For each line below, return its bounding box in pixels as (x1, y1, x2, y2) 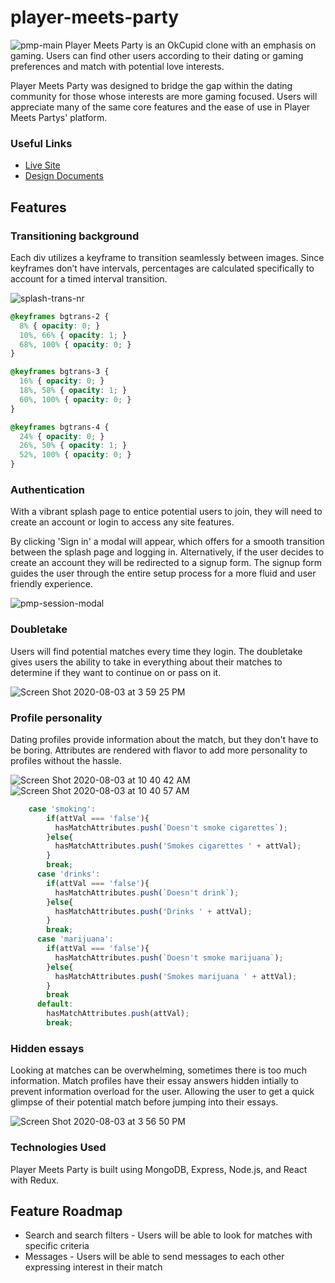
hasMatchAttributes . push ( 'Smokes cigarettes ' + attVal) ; (54, 841, 302, 851)
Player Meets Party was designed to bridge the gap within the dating (10, 79, 293, 91)
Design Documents (24, 170, 104, 182)
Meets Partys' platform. (10, 111, 108, 123)
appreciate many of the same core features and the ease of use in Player (10, 101, 311, 113)
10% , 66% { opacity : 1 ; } (19, 330, 128, 340)
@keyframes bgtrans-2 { (10, 311, 110, 321)
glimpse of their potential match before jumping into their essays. (10, 1096, 279, 1108)
